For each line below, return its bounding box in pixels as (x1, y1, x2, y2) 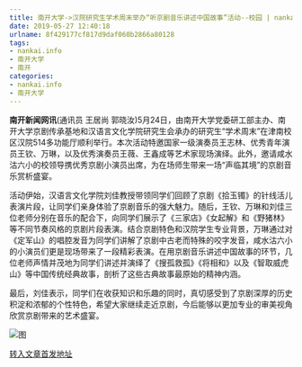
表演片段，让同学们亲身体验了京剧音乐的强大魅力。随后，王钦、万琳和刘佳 (9, 201, 285, 211)
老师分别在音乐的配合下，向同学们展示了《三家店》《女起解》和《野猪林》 (16, 212, 289, 223)
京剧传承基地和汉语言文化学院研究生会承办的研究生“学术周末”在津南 (32, 125, 285, 136)
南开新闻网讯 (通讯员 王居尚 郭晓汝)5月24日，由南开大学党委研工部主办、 (9, 114, 279, 125)
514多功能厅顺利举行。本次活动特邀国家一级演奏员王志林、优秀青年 (32, 137, 283, 148)
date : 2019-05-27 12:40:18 (9, 22, 111, 31)
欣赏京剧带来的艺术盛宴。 (9, 309, 104, 320)
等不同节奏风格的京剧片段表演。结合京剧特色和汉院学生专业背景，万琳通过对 (9, 223, 293, 234)
